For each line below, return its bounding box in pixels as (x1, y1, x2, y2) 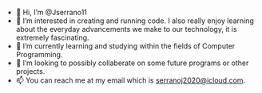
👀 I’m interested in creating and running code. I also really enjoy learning (15, 16, 254, 25)
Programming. (15, 50, 63, 59)
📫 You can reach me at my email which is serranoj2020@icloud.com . (15, 76, 246, 85)
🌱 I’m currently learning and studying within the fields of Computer (15, 41, 236, 51)
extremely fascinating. (15, 33, 89, 42)
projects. (15, 67, 46, 76)
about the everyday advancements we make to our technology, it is (15, 25, 237, 33)
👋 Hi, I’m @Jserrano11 (15, 8, 88, 17)
